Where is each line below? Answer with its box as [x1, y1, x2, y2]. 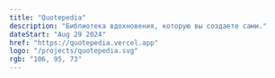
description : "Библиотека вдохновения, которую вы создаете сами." [9, 22, 268, 30]
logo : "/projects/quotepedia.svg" [9, 47, 139, 56]
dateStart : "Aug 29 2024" [9, 30, 106, 39]
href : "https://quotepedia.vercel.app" [9, 38, 159, 48]
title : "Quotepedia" [9, 13, 87, 22]
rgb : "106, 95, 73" [9, 55, 83, 64]
